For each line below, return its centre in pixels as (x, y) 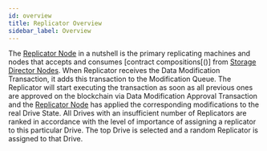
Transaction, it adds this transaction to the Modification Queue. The (120, 79)
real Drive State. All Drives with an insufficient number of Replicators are (127, 113)
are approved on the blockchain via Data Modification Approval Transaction (133, 96)
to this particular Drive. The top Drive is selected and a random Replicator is (133, 130)
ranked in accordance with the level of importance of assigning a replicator (132, 122)
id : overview (30, 16)
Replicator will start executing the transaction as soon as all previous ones (131, 88)
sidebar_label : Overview (50, 31)
